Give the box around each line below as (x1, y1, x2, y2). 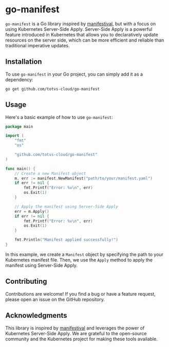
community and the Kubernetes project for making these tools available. (5, 336, 158, 342)
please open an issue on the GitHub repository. (5, 296, 105, 302)
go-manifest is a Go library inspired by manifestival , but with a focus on (5, 21, 156, 27)
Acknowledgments (5, 311, 68, 320)
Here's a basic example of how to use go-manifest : (5, 114, 113, 120)
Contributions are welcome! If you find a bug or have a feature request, (5, 290, 156, 297)
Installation (5, 58, 42, 66)
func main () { (5, 166, 36, 171)
